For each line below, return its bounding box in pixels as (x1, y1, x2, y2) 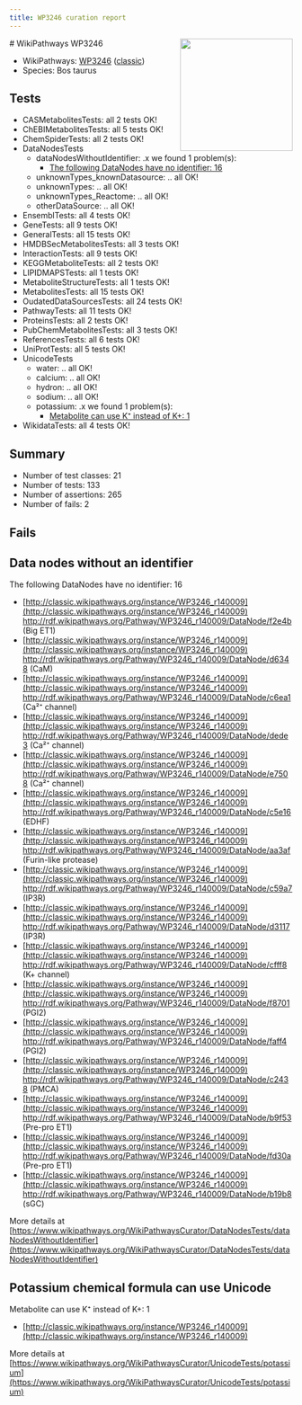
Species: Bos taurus (22, 65, 97, 76)
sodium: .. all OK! (35, 392, 99, 403)
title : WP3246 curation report (9, 13, 127, 22)
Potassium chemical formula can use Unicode (9, 1280, 271, 1295)
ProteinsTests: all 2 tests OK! (22, 316, 129, 326)
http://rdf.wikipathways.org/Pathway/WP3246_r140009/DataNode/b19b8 (22, 1188, 292, 1200)
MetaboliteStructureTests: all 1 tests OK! (22, 277, 170, 288)
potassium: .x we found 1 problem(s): (35, 401, 173, 412)
